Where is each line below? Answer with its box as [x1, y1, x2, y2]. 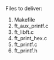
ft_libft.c [14, 29, 34, 36]
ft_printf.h [14, 47, 38, 54]
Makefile [14, 16, 35, 23]
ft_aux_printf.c [14, 23, 49, 29]
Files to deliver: [5, 5, 42, 12]
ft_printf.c [14, 41, 38, 48]
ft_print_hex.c [14, 35, 48, 41]
